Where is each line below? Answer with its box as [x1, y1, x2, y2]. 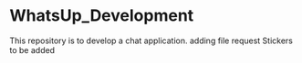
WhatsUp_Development [9, 5, 194, 26]
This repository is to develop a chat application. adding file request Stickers [9, 35, 294, 46]
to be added [9, 44, 56, 55]
